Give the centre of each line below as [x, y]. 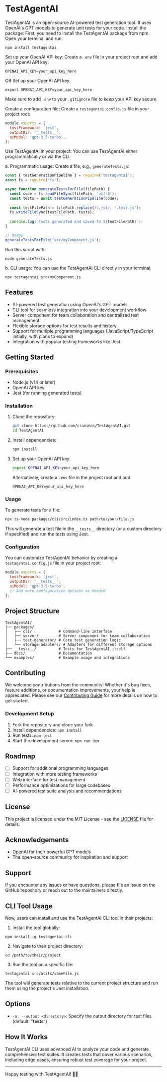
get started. [17, 701]
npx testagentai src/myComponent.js [43, 277]
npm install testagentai [31, 47]
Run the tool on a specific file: [43, 964]
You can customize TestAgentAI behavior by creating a [61, 558]
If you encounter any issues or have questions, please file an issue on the [80, 885]
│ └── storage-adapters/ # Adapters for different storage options [79, 644]
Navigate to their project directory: [48, 946]
